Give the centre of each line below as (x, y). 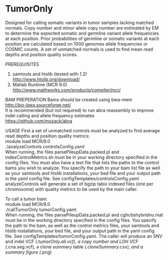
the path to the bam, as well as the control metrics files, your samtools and (82, 225)
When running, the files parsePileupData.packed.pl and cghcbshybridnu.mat (84, 215)
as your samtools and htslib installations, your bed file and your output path (83, 173)
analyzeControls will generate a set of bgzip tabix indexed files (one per (79, 184)
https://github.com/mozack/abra (39, 121)
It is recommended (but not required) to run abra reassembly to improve (79, 110)
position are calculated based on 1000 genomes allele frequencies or (76, 44)
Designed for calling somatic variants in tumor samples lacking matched (80, 23)
